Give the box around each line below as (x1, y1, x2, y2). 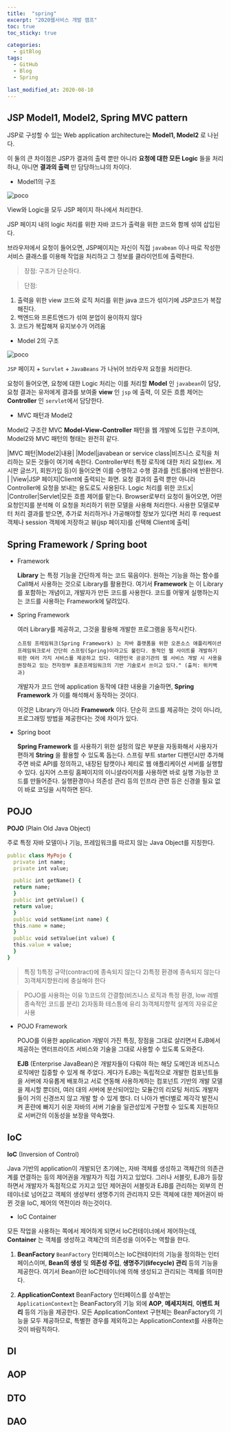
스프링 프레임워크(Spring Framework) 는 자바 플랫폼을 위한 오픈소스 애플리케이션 (16, 640, 222, 647)
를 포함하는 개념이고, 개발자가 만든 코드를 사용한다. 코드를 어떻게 (16, 588, 190, 597)
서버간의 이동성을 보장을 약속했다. (24, 1111, 115, 1120)
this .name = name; (13, 922, 67, 929)
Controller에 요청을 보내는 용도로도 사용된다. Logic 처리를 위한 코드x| (7, 484, 194, 492)
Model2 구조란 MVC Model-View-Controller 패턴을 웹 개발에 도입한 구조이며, (7, 426, 220, 435)
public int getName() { (13, 877, 81, 884)
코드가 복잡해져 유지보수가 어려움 (16, 322, 106, 330)
